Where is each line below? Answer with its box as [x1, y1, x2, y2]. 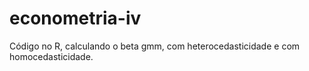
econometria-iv [9, 7, 142, 30]
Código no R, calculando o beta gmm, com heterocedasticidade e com [9, 40, 301, 52]
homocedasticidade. [9, 50, 94, 62]
